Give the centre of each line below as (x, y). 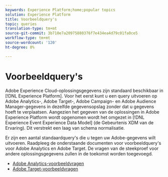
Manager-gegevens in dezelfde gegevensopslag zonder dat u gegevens (80, 107)
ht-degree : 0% (20, 47)
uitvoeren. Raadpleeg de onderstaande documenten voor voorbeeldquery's (83, 143)
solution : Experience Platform (38, 15)
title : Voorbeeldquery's (31, 19)
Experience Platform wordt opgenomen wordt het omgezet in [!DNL (75, 117)
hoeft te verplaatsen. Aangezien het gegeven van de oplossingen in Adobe (82, 112)
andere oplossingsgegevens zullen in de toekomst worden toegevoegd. (79, 153)
